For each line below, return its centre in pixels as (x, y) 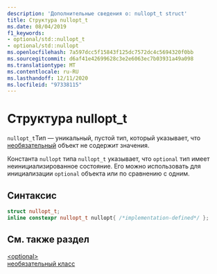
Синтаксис (32, 195)
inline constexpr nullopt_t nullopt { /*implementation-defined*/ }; (108, 218)
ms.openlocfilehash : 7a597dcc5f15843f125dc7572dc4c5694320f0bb (101, 53)
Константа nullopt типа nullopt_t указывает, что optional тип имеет (108, 159)
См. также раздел (49, 240)
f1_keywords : (26, 33)
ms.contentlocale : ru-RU (43, 71)
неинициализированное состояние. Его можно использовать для (104, 166)
